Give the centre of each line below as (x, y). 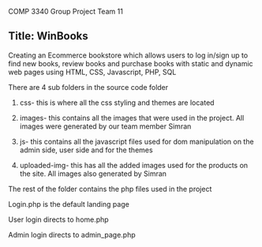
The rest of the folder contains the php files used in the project (110, 189)
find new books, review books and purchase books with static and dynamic (131, 63)
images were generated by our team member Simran (105, 126)
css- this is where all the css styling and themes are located (117, 103)
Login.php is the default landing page (69, 204)
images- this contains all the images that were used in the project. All (132, 118)
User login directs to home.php (58, 219)
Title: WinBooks (48, 36)
